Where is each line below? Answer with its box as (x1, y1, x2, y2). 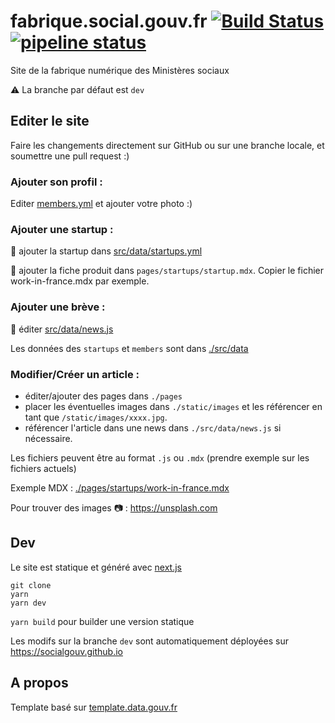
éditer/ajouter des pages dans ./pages (24, 390, 183, 402)
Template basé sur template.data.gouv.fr (10, 701, 178, 713)
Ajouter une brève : (10, 300, 106, 314)
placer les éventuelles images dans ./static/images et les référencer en (24, 400, 323, 412)
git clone (10, 580, 52, 590)
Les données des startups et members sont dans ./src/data (10, 342, 249, 354)
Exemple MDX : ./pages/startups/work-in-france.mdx (10, 481, 230, 494)
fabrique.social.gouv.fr (10, 10, 208, 33)
